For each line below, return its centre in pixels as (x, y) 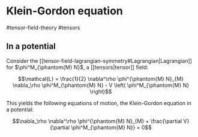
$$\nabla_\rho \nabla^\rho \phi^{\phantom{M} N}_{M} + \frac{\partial (97, 121)
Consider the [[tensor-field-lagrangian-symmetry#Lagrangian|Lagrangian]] (99, 60)
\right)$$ (101, 92)
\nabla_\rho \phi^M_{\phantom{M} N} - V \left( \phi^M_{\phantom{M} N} (101, 85)
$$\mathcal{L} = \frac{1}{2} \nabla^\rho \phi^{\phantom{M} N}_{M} (101, 78)
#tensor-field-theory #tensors (43, 28)
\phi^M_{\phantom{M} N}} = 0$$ (111, 127)
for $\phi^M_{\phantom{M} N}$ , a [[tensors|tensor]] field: (77, 67)
